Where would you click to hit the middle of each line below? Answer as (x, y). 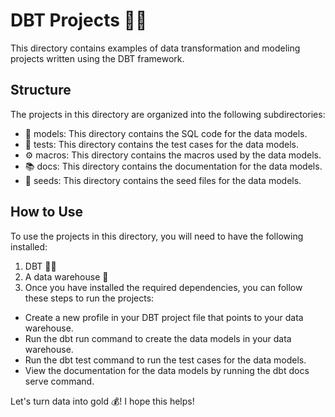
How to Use (47, 212)
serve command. (59, 381)
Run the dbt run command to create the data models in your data (158, 338)
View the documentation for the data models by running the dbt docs (167, 370)
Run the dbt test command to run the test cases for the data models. (165, 360)
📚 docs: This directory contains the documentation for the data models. (173, 166)
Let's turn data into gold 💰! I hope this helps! (102, 401)
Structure (41, 90)
